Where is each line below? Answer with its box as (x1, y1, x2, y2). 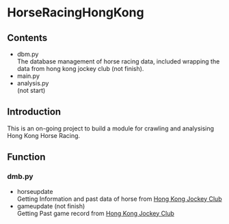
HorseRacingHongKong (7, 5, 145, 20)
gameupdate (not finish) (16, 201, 85, 210)
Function (7, 152, 46, 163)
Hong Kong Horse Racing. (7, 131, 81, 139)
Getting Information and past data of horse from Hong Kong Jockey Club (16, 195, 222, 203)
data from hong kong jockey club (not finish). (16, 65, 144, 72)
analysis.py (16, 79, 49, 87)
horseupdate (16, 187, 53, 195)
